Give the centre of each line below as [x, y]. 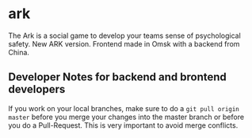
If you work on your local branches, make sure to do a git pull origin [124, 108]
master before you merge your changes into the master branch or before [126, 117]
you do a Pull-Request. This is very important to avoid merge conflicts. [123, 125]
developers [37, 90]
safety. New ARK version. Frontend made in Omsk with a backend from [124, 43]
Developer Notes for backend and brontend [118, 77]
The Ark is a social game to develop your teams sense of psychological [125, 35]
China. [19, 52]
